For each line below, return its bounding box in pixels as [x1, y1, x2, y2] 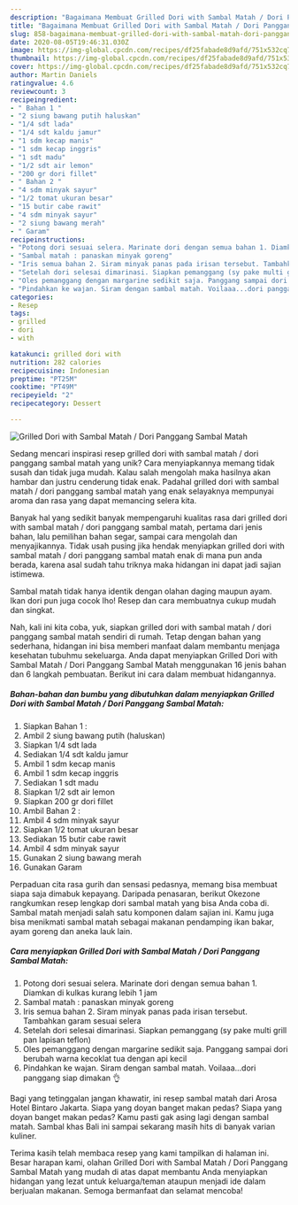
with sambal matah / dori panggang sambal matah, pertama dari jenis [10, 521, 264, 532]
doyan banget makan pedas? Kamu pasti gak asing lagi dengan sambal [10, 1111, 269, 1122]
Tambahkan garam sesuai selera [22, 1015, 141, 1026]
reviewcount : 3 [10, 87, 66, 96]
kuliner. [10, 1130, 37, 1141]
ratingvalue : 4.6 [10, 79, 74, 88]
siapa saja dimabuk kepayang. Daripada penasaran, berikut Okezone [10, 888, 261, 899]
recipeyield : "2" [10, 391, 74, 400]
